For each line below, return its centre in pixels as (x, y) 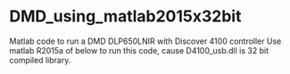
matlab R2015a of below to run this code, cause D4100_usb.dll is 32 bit (139, 50)
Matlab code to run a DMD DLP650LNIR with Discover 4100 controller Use (145, 41)
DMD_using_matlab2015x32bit (125, 16)
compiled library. (40, 60)
